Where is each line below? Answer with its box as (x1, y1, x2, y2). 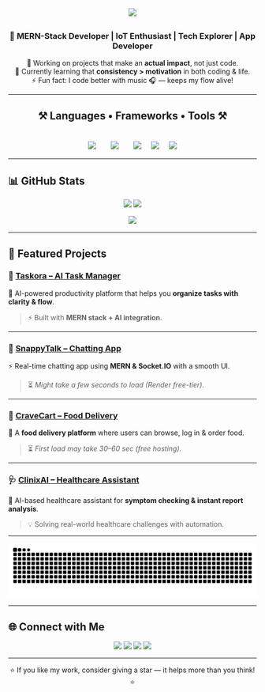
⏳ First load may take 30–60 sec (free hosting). (27, 444, 182, 453)
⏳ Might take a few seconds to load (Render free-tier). (27, 380, 205, 390)
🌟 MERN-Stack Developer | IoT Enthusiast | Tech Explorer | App (9, 31, 256, 42)
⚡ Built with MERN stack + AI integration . (27, 312, 163, 322)
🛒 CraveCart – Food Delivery (8, 410, 118, 422)
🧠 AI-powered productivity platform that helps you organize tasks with (8, 288, 239, 298)
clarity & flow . (8, 297, 55, 306)
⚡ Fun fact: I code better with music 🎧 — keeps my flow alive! (31, 76, 234, 85)
